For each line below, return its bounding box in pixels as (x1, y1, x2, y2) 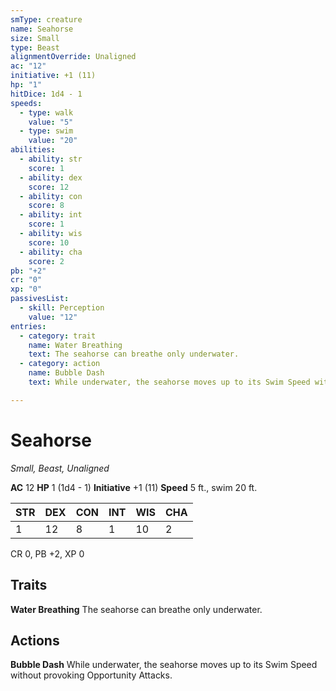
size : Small (10, 33, 60, 43)
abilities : (10, 145, 56, 155)
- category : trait (19, 331, 97, 341)
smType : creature (10, 14, 83, 25)
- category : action (19, 359, 101, 369)
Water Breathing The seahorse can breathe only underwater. (10, 603, 263, 615)
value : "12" (28, 312, 78, 322)
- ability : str (19, 154, 83, 164)
